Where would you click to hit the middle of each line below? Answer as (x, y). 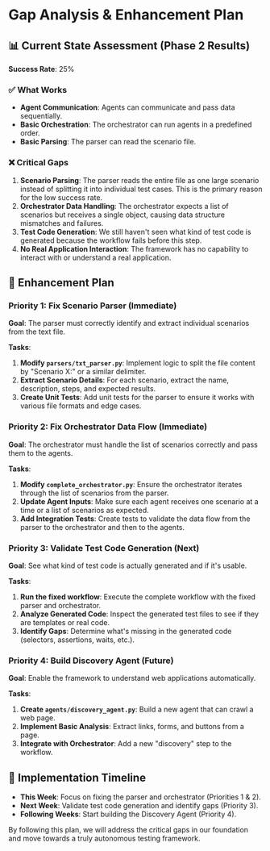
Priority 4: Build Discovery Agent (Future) (91, 661)
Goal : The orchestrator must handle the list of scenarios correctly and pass (133, 444)
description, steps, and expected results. (88, 389)
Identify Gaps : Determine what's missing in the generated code (126, 631)
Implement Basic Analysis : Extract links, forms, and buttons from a (132, 727)
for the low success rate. (61, 197)
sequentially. (41, 116)
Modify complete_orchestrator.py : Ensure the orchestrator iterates (131, 484)
